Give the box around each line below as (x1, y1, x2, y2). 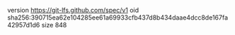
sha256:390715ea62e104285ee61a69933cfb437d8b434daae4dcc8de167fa (7, 13, 229, 22)
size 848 (41, 21, 67, 29)
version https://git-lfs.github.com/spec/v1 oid (7, 6, 139, 14)
